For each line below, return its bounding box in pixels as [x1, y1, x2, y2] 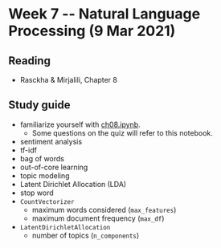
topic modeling [19, 170, 70, 181]
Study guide [8, 98, 71, 112]
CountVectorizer [19, 197, 75, 205]
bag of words [19, 153, 65, 163]
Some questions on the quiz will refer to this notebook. [31, 128, 213, 137]
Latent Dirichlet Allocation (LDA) [19, 179, 127, 189]
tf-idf [19, 145, 38, 155]
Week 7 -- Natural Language [8, 5, 201, 23]
